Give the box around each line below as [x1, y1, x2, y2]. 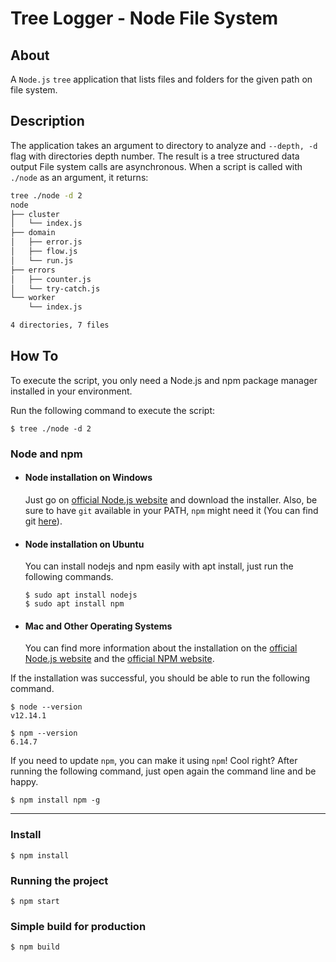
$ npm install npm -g [10, 795, 101, 806]
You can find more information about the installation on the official [24, 642, 298, 654]
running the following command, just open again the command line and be [10, 765, 317, 777]
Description [10, 113, 85, 130]
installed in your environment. [10, 385, 133, 397]
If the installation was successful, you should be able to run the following [10, 672, 311, 684]
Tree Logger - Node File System [10, 7, 279, 30]
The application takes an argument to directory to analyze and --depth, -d [10, 139, 318, 151]
